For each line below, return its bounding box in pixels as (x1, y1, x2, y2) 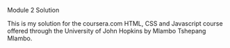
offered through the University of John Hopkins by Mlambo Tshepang (7, 27, 206, 35)
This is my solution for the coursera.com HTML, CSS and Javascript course (7, 19, 224, 27)
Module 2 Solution (7, 6, 60, 14)
